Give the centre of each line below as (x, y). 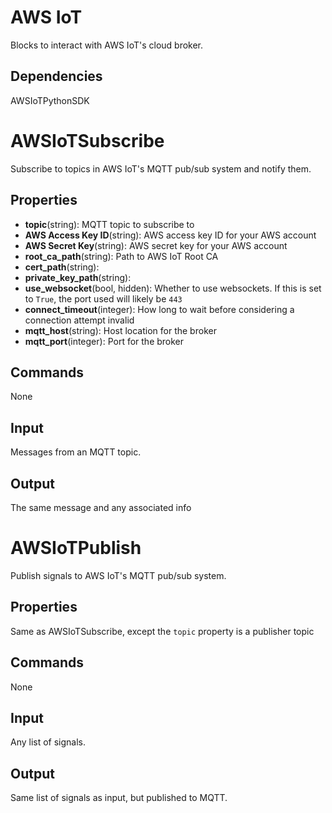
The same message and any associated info (101, 507)
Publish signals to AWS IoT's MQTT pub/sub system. (118, 575)
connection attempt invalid (79, 320)
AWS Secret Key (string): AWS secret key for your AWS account (156, 245)
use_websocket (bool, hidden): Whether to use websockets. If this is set (173, 288)
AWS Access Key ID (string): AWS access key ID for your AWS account (170, 235)
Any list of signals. (48, 742)
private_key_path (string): (78, 277)
